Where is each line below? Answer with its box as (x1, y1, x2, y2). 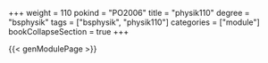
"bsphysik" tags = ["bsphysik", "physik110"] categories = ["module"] (8, 17, 260, 28)
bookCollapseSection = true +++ (8, 27, 130, 36)
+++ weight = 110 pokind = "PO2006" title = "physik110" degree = (8, 8, 251, 18)
